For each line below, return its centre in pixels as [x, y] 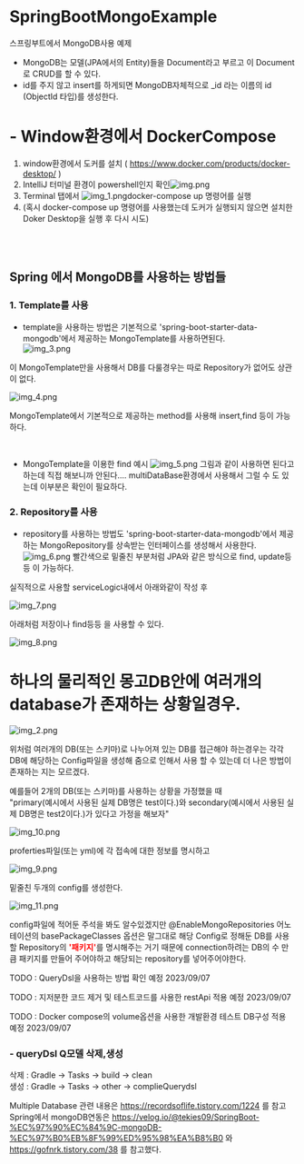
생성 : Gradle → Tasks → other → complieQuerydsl [103, 1087]
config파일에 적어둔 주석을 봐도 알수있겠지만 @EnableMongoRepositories [142, 924]
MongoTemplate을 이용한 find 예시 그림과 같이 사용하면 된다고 [158, 463]
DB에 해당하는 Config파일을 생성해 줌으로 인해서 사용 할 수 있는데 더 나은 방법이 [151, 760]
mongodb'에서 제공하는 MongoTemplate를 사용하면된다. [124, 338]
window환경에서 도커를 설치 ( [75, 163]
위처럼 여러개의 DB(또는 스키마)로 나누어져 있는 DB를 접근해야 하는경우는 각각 [147, 749]
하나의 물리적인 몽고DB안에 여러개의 [136, 682]
